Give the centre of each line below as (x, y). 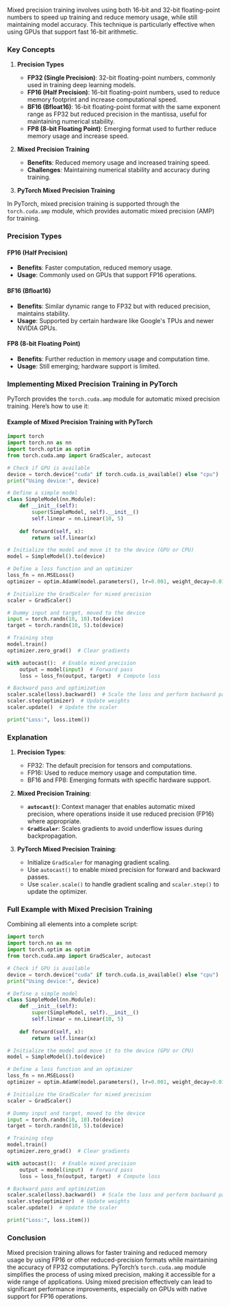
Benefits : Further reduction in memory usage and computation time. (113, 359)
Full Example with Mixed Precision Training (80, 910)
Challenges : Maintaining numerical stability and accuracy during (118, 170)
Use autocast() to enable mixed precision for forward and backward (124, 870)
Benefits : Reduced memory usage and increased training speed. (118, 163)
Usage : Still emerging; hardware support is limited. (89, 366)
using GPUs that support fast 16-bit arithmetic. (73, 32)
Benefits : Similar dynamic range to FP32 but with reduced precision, (114, 306)
